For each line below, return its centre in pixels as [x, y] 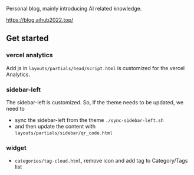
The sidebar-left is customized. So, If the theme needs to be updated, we [95, 102]
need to [15, 108]
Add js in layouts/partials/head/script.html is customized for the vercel [96, 68]
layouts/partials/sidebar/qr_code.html [64, 133]
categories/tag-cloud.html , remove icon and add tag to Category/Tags [101, 161]
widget [16, 148]
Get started [27, 39]
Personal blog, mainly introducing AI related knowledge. [74, 9]
